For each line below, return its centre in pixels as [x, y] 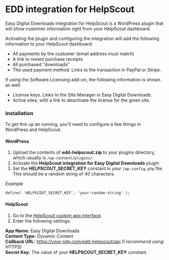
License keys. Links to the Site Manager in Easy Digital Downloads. [82, 95]
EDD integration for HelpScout [70, 9]
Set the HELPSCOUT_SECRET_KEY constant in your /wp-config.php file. [88, 168]
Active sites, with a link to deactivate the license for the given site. [81, 100]
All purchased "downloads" [41, 64]
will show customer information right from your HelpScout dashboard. [78, 28]
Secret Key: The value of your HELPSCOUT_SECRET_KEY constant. [76, 252]
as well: [13, 85]
